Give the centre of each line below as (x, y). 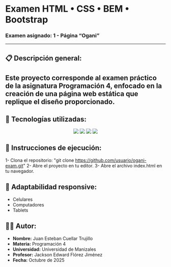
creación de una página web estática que (72, 94)
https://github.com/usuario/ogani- (111, 160)
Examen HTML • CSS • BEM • (67, 9)
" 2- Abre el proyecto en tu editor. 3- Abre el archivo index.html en (93, 165)
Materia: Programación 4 (39, 244)
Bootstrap (27, 20)
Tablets (20, 210)
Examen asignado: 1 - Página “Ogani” (52, 36)
